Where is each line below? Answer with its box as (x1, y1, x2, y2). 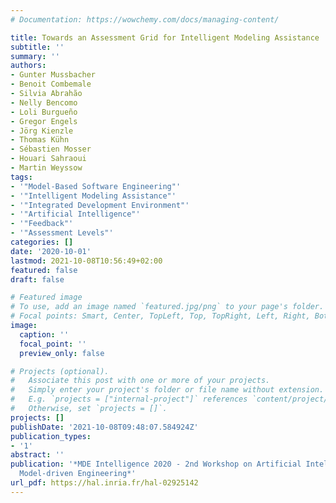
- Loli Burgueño (10, 107, 78, 117)
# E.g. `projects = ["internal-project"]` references (10, 394, 248, 405)
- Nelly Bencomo (10, 97, 78, 108)
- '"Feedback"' (10, 219, 74, 229)
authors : (10, 61, 47, 71)
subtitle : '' (10, 42, 65, 52)
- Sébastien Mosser (10, 144, 92, 155)
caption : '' (19, 329, 70, 340)
